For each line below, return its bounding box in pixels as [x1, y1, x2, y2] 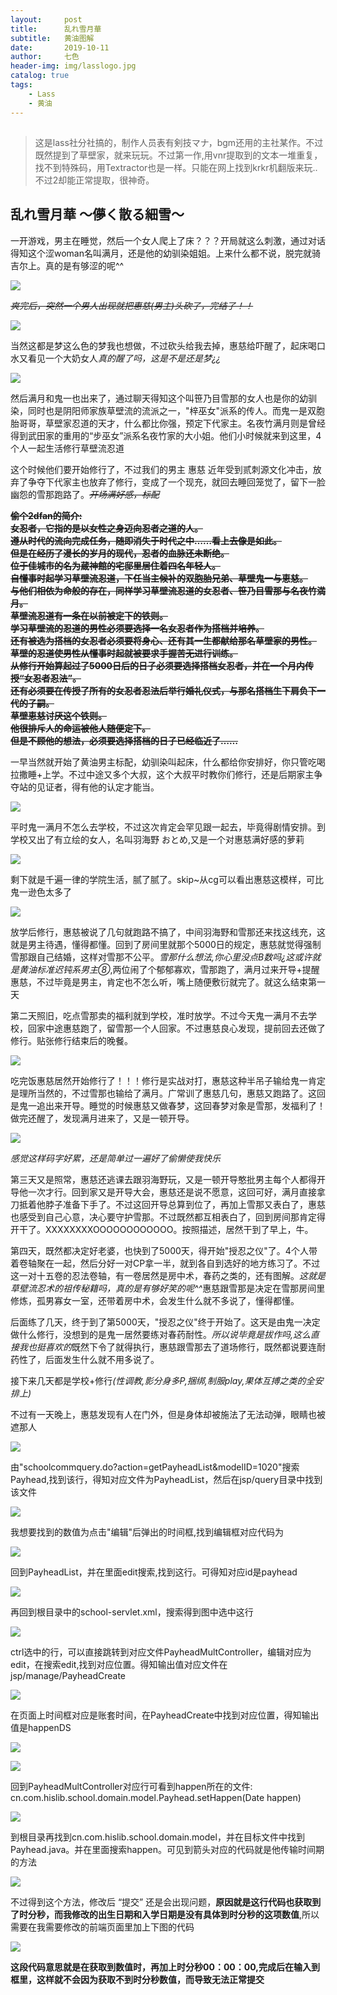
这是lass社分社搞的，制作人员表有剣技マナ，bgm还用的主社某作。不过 [34, 136, 324, 148]
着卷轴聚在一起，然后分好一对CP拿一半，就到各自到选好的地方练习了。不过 [10, 1257, 321, 1269]
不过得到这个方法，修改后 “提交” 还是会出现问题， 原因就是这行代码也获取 [10, 1896, 313, 1908]
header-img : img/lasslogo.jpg [10, 61, 137, 71]
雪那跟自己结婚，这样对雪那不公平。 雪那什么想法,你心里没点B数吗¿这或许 [10, 951, 313, 963]
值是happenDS [10, 1721, 72, 1733]
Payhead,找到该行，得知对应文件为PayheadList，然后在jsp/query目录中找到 [10, 1473, 323, 1485]
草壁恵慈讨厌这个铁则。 [10, 709, 107, 721]
